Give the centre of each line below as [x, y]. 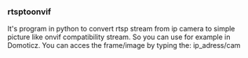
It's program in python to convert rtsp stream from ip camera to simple [121, 29]
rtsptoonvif [29, 12]
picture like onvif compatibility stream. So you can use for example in [119, 37]
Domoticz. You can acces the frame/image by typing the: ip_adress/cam [124, 45]
